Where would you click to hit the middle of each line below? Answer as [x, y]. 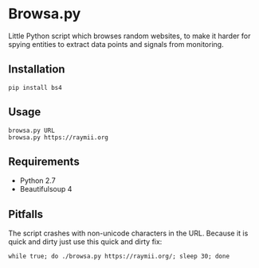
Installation [37, 70]
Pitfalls [26, 214]
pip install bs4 [35, 87]
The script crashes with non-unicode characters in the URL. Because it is [128, 233]
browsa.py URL [32, 130]
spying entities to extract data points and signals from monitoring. [116, 44]
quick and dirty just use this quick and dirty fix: [85, 242]
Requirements [44, 161]
